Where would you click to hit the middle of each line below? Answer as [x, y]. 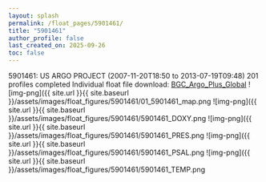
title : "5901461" [37, 30]
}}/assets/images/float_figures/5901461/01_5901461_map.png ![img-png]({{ [133, 101]
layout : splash [34, 16]
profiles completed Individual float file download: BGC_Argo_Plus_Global [127, 84]
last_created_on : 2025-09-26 [57, 46]
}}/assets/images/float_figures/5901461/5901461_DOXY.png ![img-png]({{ [130, 118]
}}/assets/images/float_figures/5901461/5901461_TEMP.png [107, 170]
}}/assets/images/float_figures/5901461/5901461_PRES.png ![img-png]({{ [129, 135]
